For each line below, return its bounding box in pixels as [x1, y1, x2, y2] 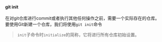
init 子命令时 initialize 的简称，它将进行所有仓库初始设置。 [17, 32, 140, 38]
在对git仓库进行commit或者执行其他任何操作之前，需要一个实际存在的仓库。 [5, 15, 160, 21]
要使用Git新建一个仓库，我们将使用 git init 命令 [5, 21, 102, 27]
